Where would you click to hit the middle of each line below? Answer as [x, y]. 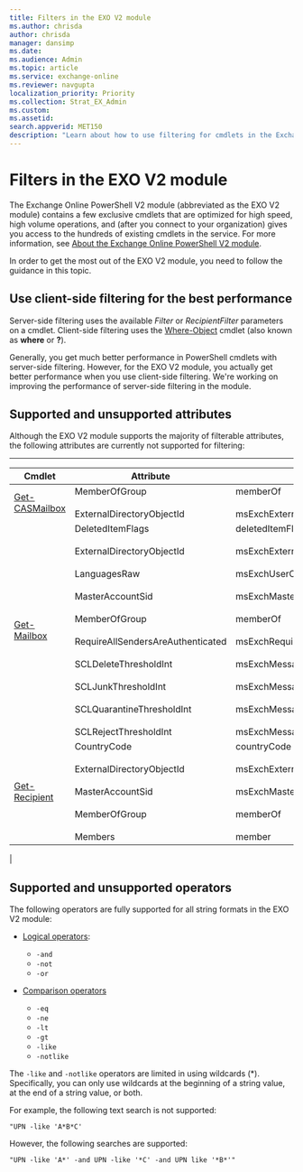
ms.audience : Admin [46, 60]
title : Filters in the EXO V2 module [80, 18]
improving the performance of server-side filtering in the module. [130, 386]
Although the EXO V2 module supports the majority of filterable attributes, [147, 436]
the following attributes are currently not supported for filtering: [127, 446]
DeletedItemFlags [112, 529]
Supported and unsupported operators [121, 887]
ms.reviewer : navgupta [52, 85]
